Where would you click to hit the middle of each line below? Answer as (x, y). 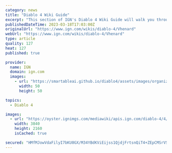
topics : (14, 100)
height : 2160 (28, 129)
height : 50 (30, 91)
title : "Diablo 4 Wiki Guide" (38, 15)
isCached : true (31, 133)
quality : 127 (19, 44)
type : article (20, 39)
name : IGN (20, 67)
